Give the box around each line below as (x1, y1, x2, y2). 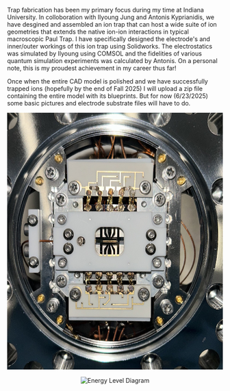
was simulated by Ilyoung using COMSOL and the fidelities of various (7, 49, 202, 58)
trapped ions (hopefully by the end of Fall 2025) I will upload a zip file (7, 85, 203, 92)
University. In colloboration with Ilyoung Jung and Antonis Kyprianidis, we (7, 13, 214, 21)
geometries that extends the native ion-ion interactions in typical (7, 27, 190, 36)
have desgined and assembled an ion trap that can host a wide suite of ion (7, 21, 217, 28)
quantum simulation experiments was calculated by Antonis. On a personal (7, 57, 218, 64)
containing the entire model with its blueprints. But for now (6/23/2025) (7, 92, 209, 100)
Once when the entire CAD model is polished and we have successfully (7, 77, 209, 85)
